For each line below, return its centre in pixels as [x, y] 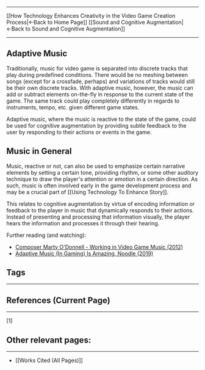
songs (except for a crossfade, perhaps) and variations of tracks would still [101, 81]
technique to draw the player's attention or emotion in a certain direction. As [102, 179]
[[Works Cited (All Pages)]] [49, 360]
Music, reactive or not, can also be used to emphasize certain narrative [96, 166]
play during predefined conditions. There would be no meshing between [97, 74]
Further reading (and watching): [46, 235]
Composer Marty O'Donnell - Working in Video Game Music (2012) [99, 247]
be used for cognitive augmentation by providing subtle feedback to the [97, 125]
